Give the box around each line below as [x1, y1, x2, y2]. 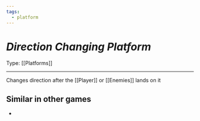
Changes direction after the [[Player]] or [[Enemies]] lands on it [6, 77, 161, 84]
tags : [6, 8, 20, 15]
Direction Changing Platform [6, 40, 151, 54]
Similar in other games [6, 94, 92, 104]
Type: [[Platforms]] [6, 60, 52, 67]
